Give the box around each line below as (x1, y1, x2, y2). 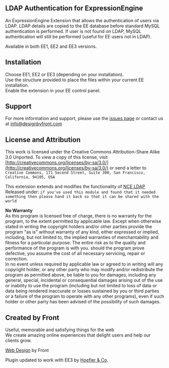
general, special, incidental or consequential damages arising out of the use (5, 277, 163, 283)
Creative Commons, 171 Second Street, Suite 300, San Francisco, (5, 170, 145, 176)
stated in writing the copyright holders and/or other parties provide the (5, 224, 152, 230)
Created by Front (5, 313, 60, 322)
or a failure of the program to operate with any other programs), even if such (5, 293, 164, 299)
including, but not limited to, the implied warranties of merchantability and (5, 234, 159, 240)
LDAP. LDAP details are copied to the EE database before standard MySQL (5, 23, 160, 29)
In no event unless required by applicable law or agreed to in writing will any (5, 261, 163, 267)
